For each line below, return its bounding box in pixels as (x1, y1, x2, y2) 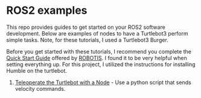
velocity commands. (14, 85, 66, 92)
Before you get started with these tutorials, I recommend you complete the (6, 47, 192, 55)
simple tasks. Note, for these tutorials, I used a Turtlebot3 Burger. (6, 36, 169, 43)
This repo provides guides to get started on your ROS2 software (6, 23, 166, 31)
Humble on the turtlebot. (6, 67, 68, 74)
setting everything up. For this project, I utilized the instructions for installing (6, 61, 196, 68)
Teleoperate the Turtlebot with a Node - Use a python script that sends (14, 79, 191, 86)
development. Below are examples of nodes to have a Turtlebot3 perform (6, 29, 188, 37)
